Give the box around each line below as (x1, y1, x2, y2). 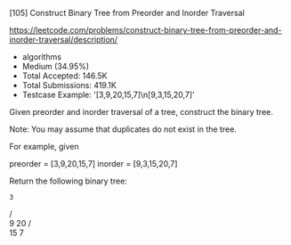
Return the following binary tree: (9, 176, 127, 186)
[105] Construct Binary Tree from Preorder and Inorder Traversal (9, 8, 245, 18)
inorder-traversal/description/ (9, 35, 118, 45)
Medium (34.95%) (21, 61, 90, 71)
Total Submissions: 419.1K (21, 80, 117, 90)
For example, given (9, 142, 80, 151)
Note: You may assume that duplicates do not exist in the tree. (9, 124, 238, 135)
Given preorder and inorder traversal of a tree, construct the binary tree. (9, 107, 273, 117)
